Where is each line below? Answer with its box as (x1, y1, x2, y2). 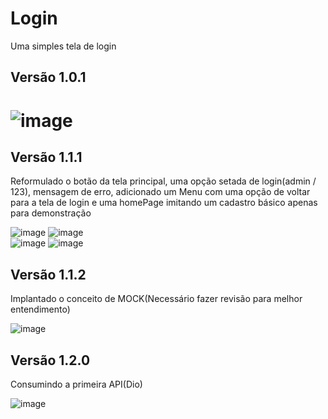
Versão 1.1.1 (10, 148, 83, 166)
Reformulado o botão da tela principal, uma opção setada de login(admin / (10, 175, 317, 187)
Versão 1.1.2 (10, 266, 87, 283)
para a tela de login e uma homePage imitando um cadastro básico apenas (10, 197, 318, 209)
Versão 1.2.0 (10, 352, 91, 369)
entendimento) (10, 303, 71, 316)
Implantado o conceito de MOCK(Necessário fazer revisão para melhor (10, 293, 303, 305)
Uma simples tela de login (10, 40, 117, 52)
